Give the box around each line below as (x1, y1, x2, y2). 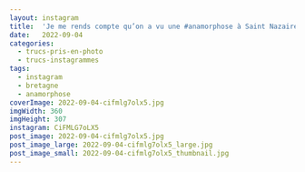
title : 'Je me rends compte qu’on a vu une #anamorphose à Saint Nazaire (9, 22, 299, 31)
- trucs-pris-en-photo (17, 47, 103, 56)
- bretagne (17, 81, 59, 90)
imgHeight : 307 (9, 115, 67, 124)
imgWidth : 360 (9, 106, 64, 116)
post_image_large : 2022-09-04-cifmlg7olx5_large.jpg (9, 140, 213, 149)
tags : (9, 65, 30, 74)
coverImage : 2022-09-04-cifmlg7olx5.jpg (9, 97, 165, 107)
